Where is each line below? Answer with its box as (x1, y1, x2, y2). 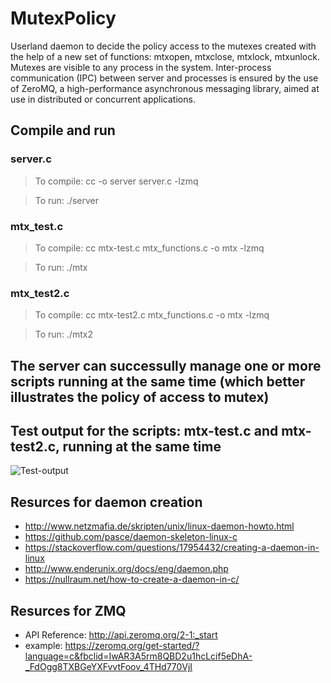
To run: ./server (34, 194, 100, 206)
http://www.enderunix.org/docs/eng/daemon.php (24, 563, 229, 575)
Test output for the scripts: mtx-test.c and (10, 423, 279, 439)
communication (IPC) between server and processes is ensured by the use (10, 72, 319, 84)
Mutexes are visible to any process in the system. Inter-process (10, 61, 272, 73)
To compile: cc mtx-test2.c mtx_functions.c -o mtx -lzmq (34, 309, 270, 321)
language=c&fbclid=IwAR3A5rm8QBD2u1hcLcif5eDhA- (24, 650, 253, 662)
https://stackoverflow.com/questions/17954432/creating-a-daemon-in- (24, 542, 320, 554)
